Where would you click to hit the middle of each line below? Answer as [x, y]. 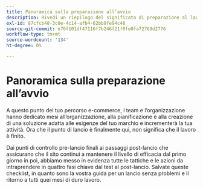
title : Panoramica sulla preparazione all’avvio [69, 12]
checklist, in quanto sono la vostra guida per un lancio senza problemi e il [98, 173]
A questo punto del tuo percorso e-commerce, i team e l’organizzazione [96, 110]
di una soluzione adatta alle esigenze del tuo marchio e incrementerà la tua [99, 123]
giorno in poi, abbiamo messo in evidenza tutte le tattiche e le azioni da [95, 160]
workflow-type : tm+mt [34, 34]
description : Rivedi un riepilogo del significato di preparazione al [97, 18]
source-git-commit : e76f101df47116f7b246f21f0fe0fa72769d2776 [86, 29]
